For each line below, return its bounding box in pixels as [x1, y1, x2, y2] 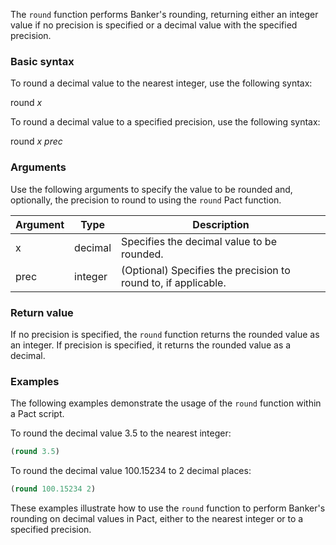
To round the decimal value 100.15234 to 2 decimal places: [10, 465, 252, 477]
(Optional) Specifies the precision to [121, 263, 291, 277]
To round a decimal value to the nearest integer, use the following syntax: [10, 77, 313, 89]
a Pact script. [10, 408, 65, 420]
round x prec [10, 135, 63, 148]
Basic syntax [10, 54, 75, 68]
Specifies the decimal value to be [121, 234, 277, 248]
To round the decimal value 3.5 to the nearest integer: [10, 427, 232, 439]
